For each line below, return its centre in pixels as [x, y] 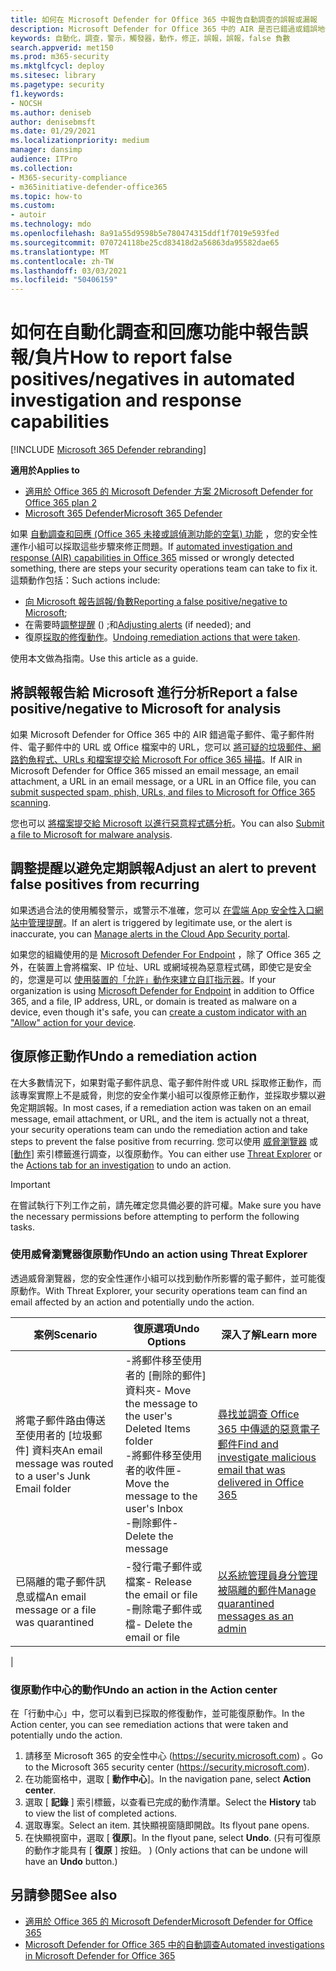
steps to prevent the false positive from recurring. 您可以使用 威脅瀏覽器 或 [164, 1141]
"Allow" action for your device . [73, 1022]
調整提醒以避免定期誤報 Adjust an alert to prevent [163, 868]
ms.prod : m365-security [60, 57]
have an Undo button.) [71, 1862]
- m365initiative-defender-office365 [89, 187]
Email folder [43, 1488]
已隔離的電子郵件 [56, 1581]
